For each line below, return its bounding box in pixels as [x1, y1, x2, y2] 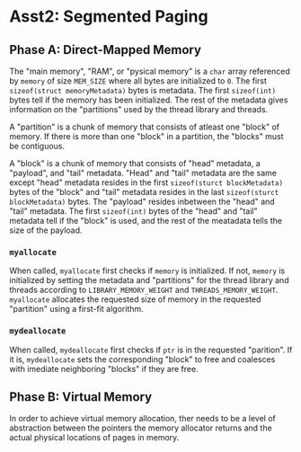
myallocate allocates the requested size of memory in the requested [9, 294, 261, 305]
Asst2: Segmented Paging [9, 6, 208, 27]
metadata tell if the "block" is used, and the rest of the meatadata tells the [9, 216, 283, 226]
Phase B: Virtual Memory [9, 389, 153, 404]
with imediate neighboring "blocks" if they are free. [9, 363, 199, 374]
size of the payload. [9, 225, 83, 235]
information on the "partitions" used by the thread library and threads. [9, 104, 269, 114]
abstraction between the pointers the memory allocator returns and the [9, 422, 272, 433]
